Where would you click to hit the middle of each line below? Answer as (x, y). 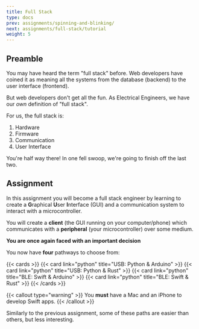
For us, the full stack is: (35, 116)
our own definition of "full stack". (47, 104)
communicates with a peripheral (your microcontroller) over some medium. (100, 229)
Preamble (25, 59)
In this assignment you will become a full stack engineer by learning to (94, 198)
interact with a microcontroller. (44, 211)
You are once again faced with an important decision (74, 240)
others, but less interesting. (40, 319)
